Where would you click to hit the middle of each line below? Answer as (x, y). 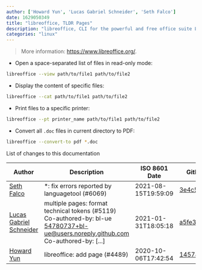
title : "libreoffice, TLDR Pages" (50, 23)
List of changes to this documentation (53, 153)
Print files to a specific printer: (52, 108)
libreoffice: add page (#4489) (86, 254)
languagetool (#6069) (75, 193)
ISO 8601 (154, 168)
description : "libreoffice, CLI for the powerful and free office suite (99, 29)
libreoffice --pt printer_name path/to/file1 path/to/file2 (83, 119)
